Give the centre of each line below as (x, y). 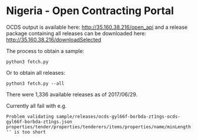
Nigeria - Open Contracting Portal (90, 11)
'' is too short (26, 132)
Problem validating (30, 116)
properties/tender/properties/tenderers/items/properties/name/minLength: (100, 127)
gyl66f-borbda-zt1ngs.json (39, 122)
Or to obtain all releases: (36, 72)
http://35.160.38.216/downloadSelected (54, 39)
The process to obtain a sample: (45, 51)
